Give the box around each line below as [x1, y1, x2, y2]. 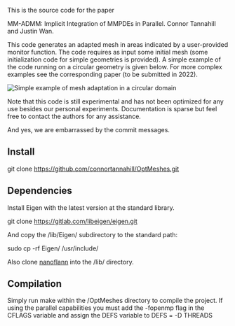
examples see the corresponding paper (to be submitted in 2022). [7, 70, 198, 78]
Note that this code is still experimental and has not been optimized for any [7, 97, 224, 106]
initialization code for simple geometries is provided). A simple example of [7, 55, 221, 64]
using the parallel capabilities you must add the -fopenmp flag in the [7, 304, 205, 312]
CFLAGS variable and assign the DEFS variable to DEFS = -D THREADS [7, 311, 213, 320]
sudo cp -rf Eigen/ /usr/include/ [7, 244, 99, 253]
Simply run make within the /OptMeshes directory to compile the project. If [7, 297, 223, 305]
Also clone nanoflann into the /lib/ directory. [7, 257, 135, 266]
